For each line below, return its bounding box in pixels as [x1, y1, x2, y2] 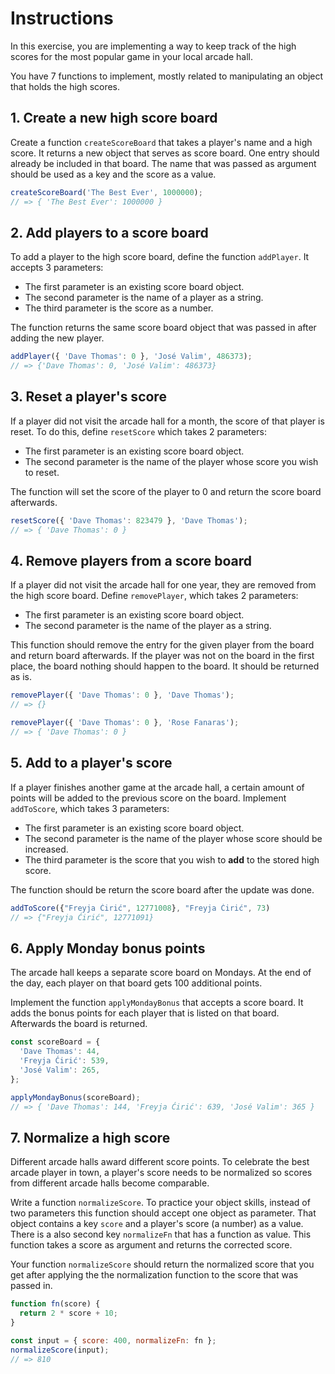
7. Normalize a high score [10, 1129, 171, 1146]
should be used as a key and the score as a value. [10, 168, 217, 180]
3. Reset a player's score [10, 388, 167, 406]
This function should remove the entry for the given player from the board [10, 639, 315, 651]
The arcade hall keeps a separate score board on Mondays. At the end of [10, 967, 312, 979]
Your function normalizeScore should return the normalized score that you [10, 1258, 315, 1271]
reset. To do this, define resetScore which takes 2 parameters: [10, 425, 267, 437]
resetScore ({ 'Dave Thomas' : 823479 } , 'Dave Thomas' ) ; [10, 515, 248, 526]
